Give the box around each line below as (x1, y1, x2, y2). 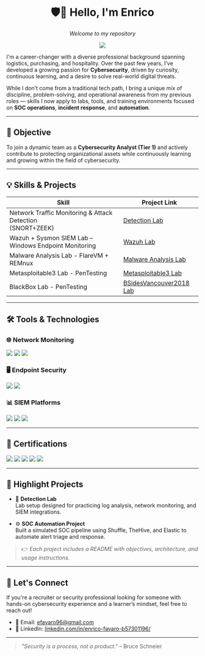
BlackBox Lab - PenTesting (9, 282, 87, 291)
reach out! (6, 607, 32, 614)
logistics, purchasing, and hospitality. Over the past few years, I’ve (6, 59, 174, 67)
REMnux (9, 258, 34, 267)
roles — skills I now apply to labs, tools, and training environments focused (6, 97, 194, 104)
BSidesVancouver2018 (123, 279, 190, 287)
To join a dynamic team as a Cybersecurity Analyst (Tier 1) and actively (6, 144, 188, 151)
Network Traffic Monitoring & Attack (9, 208, 113, 217)
